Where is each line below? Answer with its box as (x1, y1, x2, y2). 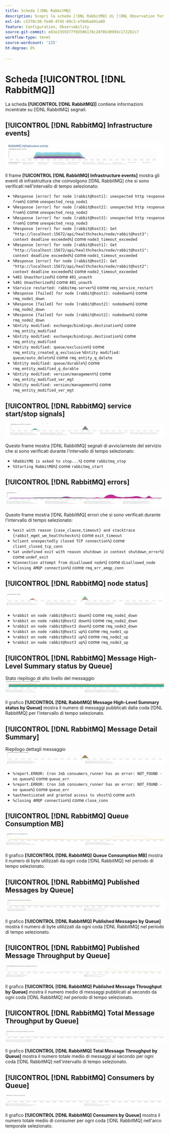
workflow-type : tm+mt (5, 35, 51, 40)
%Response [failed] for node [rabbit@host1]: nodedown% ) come (12, 290, 148, 296)
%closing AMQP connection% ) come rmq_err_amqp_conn (12, 564, 124, 570)
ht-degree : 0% (5, 46, 35, 51)
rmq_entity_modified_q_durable (12, 367, 79, 372)
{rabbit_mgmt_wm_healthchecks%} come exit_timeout (12, 532, 122, 538)
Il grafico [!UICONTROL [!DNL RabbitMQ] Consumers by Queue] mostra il (5, 1112, 160, 1118)
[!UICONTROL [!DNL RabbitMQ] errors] (5, 478, 130, 486)
